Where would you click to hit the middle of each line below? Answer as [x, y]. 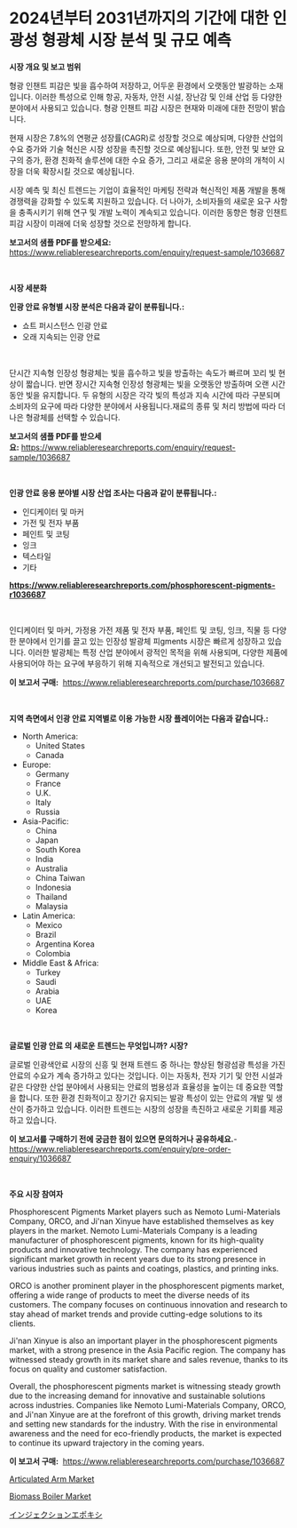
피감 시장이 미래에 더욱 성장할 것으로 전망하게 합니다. [100, 223]
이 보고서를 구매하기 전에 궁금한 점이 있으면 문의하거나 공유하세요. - [123, 1139]
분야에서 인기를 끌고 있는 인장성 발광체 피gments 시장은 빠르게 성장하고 [142, 641]
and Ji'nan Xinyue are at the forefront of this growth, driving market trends [145, 1414]
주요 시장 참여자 [36, 1194]
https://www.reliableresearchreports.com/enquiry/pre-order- [120, 1148]
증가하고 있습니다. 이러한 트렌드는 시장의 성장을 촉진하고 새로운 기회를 [146, 1108]
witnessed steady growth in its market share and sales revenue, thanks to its [149, 1359]
